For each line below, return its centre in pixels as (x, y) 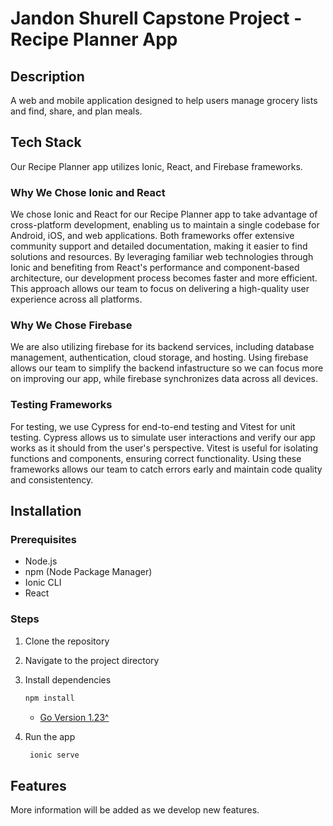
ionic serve (54, 755)
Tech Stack (46, 142)
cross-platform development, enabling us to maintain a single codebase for (165, 225)
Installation (46, 511)
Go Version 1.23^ (74, 717)
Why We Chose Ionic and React (88, 192)
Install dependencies (68, 679)
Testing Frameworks (61, 405)
